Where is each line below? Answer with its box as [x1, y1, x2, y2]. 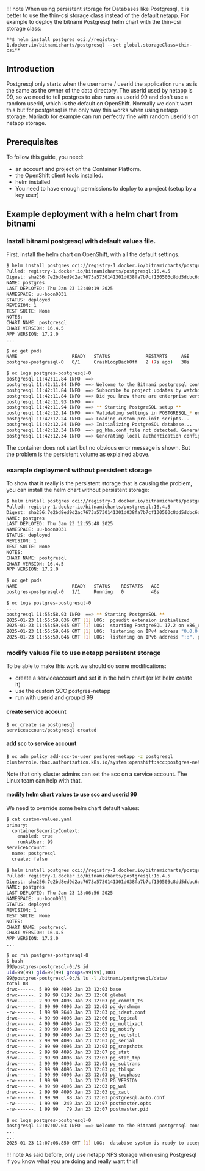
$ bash [6, 958, 23, 964]
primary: [6, 822, 29, 828]
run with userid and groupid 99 [15, 694, 93, 701]
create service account [6, 708, 67, 715]
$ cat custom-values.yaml [6, 816, 72, 822]
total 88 [6, 980, 29, 987]
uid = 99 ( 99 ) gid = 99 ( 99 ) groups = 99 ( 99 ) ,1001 [6, 969, 116, 976]
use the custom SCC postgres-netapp [15, 688, 111, 695]
